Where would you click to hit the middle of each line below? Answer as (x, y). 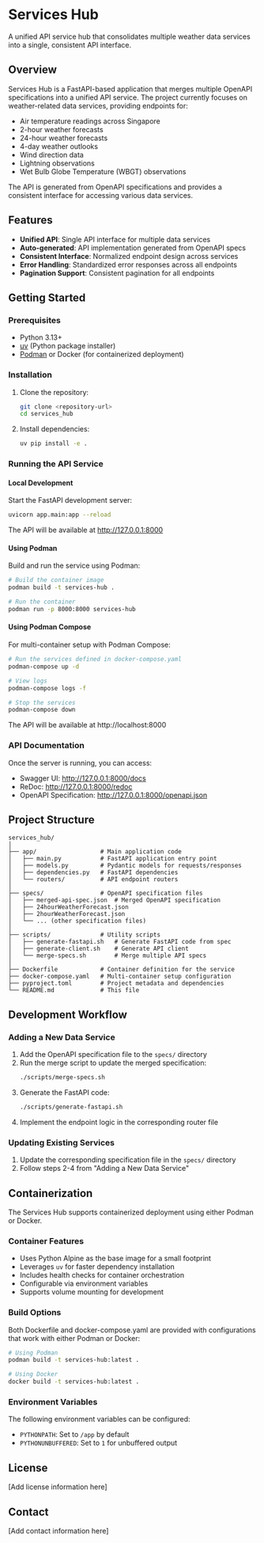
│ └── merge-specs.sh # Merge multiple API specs (107, 956)
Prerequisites (34, 320)
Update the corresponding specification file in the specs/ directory (128, 1160)
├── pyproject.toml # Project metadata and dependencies (116, 983)
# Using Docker (33, 1374)
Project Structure (51, 820)
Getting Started (47, 297)
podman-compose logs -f (47, 688)
